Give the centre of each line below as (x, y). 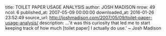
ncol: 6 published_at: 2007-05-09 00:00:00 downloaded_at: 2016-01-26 (80, 12)
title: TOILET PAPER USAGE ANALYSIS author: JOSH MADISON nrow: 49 (80, 7)
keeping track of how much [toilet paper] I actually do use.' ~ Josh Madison (83, 28)
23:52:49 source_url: (27, 18)
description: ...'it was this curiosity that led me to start (95, 23)
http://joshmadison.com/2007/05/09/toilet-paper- (101, 18)
